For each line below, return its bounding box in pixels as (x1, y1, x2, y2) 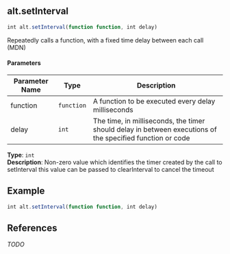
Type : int (7, 151, 35, 159)
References (7, 222, 57, 233)
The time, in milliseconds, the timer (92, 116, 205, 125)
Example (7, 185, 45, 197)
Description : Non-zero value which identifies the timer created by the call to (7, 157, 222, 166)
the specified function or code (92, 133, 190, 142)
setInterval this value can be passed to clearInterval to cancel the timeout (7, 165, 214, 173)
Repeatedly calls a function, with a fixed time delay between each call (7, 36, 204, 44)
